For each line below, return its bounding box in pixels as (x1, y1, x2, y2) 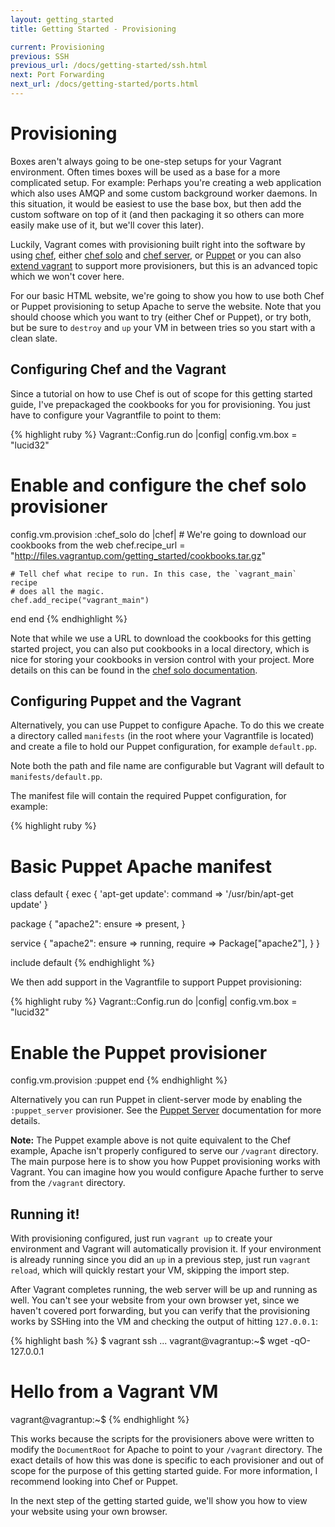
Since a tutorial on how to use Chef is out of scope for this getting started (10, 387, 313, 400)
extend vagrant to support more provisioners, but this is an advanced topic (10, 259, 318, 271)
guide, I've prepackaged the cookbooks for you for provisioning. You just (10, 398, 311, 410)
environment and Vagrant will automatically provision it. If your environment (10, 1243, 322, 1255)
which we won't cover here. (10, 270, 125, 282)
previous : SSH (10, 51, 70, 61)
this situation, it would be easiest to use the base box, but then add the (10, 197, 302, 210)
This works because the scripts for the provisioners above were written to (10, 1433, 315, 1445)
